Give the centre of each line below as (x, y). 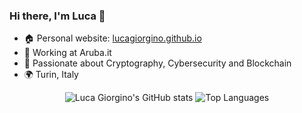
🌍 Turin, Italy (51, 75)
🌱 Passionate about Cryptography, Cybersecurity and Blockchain (157, 63)
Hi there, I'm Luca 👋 (57, 16)
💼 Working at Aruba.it (67, 53)
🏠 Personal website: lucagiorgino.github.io (112, 38)
